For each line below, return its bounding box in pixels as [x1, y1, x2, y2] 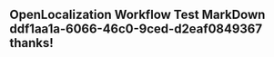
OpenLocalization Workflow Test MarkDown [9, 7, 266, 23]
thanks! [9, 35, 55, 51]
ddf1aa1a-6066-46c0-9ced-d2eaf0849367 [9, 22, 262, 37]
